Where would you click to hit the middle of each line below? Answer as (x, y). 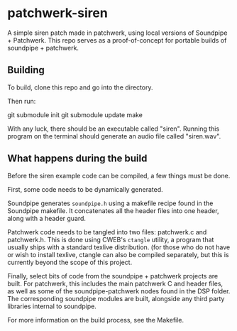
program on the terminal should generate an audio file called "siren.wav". (114, 136)
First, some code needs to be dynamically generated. (85, 189)
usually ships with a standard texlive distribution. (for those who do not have (119, 247)
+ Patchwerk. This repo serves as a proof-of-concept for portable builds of (117, 40)
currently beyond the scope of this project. (70, 262)
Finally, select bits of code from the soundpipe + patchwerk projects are (113, 276)
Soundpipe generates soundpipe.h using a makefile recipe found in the (110, 203)
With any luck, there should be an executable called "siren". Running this (114, 129)
